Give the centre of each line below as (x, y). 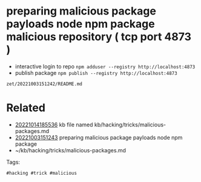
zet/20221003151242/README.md (44, 84)
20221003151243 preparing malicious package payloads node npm (99, 137)
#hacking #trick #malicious (42, 173)
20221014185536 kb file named (54, 125)
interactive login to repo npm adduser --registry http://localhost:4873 (105, 66)
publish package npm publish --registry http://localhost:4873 (96, 73)
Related (26, 108)
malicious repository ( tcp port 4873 (99, 37)
